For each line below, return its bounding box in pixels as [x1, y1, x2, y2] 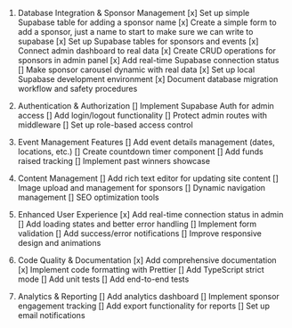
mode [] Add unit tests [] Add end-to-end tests [17, 274, 190, 284]
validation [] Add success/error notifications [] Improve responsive [17, 228, 263, 239]
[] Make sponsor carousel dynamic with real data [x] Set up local [17, 64, 255, 75]
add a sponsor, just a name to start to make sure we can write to [17, 27, 254, 37]
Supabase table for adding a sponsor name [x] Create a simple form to [17, 17, 278, 28]
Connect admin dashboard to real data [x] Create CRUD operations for [17, 45, 276, 56]
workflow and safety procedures [17, 84, 138, 94]
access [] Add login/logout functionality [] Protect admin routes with [17, 111, 268, 120]
